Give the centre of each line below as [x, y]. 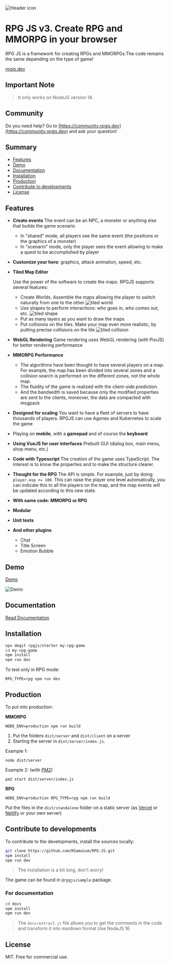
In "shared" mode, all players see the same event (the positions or [89, 236]
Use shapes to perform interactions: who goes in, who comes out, [90, 308]
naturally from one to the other [52, 303]
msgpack [30, 403]
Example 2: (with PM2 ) [29, 770]
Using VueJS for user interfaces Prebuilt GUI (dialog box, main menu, [86, 444]
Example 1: [17, 751]
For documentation [29, 893]
